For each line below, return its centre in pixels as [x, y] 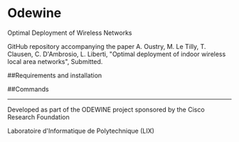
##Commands [28, 89]
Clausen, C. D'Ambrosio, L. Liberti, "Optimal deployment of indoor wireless [117, 54]
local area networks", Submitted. [55, 61]
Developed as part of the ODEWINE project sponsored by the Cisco [106, 109]
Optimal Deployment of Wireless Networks [70, 33]
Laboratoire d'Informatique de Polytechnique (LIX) [81, 131]
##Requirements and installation [55, 75]
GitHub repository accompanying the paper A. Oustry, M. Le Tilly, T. [107, 46]
